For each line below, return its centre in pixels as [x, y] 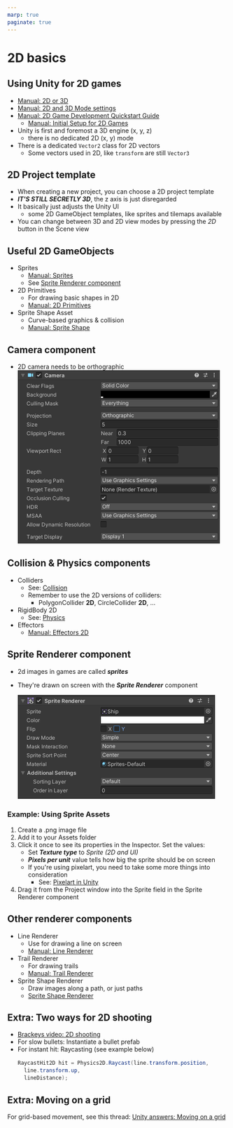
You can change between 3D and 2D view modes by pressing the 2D [117, 222]
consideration [48, 875]
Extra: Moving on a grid [59, 1100]
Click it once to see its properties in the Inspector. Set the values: [111, 844]
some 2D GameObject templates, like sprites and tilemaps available [125, 214]
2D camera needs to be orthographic [71, 366]
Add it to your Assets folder [57, 837]
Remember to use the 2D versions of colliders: [95, 595]
